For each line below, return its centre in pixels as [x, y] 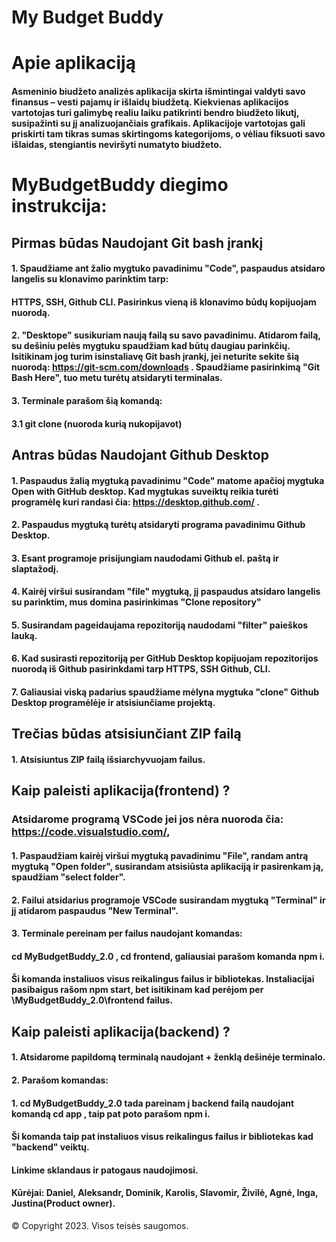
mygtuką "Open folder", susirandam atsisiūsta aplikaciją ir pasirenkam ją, [167, 866]
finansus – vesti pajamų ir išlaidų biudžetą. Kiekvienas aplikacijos [150, 102]
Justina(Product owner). [63, 1203]
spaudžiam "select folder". [68, 877]
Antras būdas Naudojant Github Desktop [140, 454]
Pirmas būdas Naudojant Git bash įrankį [137, 242]
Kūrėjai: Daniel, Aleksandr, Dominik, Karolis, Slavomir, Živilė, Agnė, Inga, [165, 1193]
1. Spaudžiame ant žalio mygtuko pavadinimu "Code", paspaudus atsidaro [168, 268]
